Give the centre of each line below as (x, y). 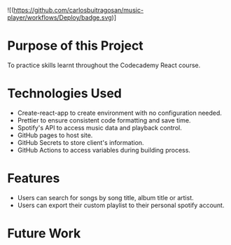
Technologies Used (65, 93)
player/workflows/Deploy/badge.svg (59, 17)
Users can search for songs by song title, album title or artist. (105, 197)
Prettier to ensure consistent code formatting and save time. (104, 120)
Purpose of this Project (75, 46)
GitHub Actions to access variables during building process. (104, 150)
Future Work (44, 233)
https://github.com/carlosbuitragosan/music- (79, 10)
